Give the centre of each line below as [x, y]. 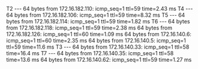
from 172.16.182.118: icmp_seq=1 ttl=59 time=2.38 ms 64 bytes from [89, 28]
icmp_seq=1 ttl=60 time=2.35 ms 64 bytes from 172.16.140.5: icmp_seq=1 [96, 40]
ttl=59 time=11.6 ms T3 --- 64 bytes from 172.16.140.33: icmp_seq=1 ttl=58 [98, 47]
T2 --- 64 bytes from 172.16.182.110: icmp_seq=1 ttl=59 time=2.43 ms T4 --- [100, 9]
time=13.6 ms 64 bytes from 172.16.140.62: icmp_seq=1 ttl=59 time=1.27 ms [99, 60]
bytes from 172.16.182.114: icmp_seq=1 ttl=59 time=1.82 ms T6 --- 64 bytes [98, 21]
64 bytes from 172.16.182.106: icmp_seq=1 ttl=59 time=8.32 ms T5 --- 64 [96, 15]
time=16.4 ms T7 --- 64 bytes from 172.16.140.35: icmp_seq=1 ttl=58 [90, 53]
